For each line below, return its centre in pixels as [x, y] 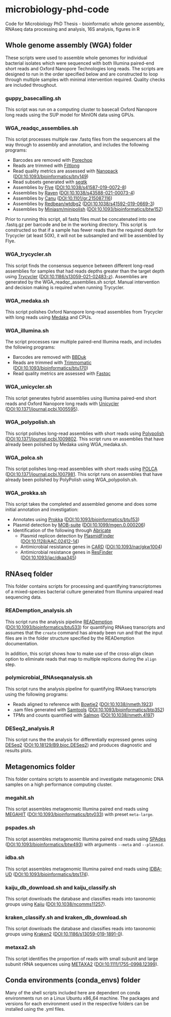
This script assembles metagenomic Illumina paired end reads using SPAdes [86, 839]
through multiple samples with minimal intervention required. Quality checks [85, 79]
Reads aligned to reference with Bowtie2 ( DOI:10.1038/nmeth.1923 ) [83, 704]
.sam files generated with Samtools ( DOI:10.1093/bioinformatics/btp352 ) [89, 709]
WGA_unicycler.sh [29, 387]
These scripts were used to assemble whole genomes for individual [76, 57]
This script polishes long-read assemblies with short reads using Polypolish [85, 433]
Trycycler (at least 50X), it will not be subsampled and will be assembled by [85, 236]
